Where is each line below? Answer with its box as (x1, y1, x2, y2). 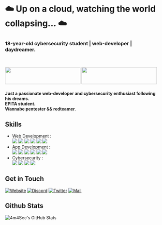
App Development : (12, 144, 51, 150)
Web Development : (12, 133, 52, 138)
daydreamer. (5, 46, 36, 53)
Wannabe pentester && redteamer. (5, 106, 76, 112)
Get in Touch (5, 175, 44, 183)
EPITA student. (5, 101, 36, 107)
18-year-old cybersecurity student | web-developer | (5, 40, 132, 47)
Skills (5, 120, 22, 128)
